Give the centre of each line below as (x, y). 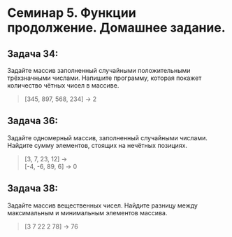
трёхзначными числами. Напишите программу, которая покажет (104, 78)
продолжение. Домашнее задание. (116, 28)
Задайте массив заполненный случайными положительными (99, 70)
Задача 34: (33, 54)
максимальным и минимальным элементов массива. (87, 212)
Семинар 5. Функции (72, 13)
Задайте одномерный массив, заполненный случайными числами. (108, 137)
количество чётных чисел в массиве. (63, 85)
